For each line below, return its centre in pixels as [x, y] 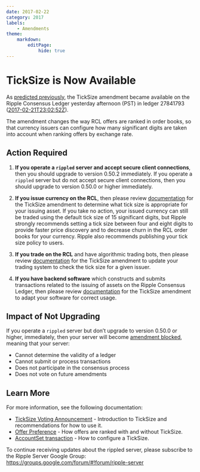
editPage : [40, 46]
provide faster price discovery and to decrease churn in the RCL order [101, 230]
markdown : [29, 40]
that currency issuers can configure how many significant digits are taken [96, 128]
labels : [16, 23]
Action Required [37, 153]
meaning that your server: [38, 344]
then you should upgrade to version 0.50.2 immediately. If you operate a [104, 174]
